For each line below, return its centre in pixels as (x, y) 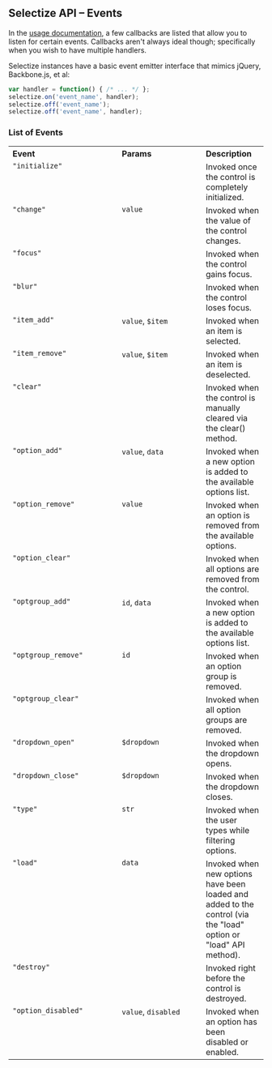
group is (221, 676)
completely (227, 187)
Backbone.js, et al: (39, 74)
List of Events (36, 133)
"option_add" (38, 450)
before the (225, 978)
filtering (221, 840)
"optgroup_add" (42, 601)
